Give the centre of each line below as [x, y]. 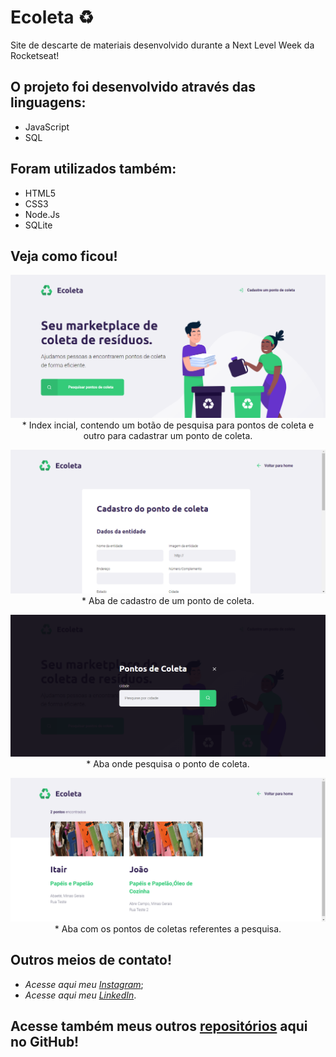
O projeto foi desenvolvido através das [133, 87]
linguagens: [48, 102]
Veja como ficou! [64, 256]
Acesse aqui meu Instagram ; [84, 984]
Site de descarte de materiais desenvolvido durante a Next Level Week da [162, 45]
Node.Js [42, 214]
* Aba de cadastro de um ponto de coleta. [168, 600]
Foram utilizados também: [93, 169]
